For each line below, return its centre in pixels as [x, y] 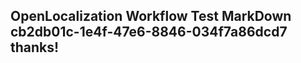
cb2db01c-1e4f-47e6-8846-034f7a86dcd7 [149, 32]
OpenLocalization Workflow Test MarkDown [151, 16]
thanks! [35, 47]
